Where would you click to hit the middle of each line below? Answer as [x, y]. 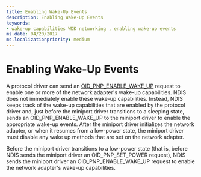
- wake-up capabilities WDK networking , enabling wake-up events [91, 28]
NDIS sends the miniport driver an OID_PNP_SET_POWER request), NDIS [96, 155]
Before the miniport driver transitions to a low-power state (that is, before [97, 148]
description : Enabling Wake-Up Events [55, 17]
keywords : [19, 23]
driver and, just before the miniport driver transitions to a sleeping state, [95, 111]
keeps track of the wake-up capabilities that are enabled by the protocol [96, 105]
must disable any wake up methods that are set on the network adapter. [95, 137]
